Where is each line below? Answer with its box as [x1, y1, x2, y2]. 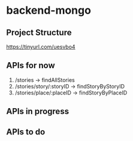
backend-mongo [6, 4, 92, 17]
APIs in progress [6, 106, 69, 117]
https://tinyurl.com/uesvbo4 [6, 43, 76, 50]
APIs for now [6, 60, 55, 70]
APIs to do [6, 127, 46, 137]
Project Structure [6, 27, 72, 38]
